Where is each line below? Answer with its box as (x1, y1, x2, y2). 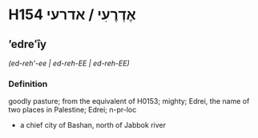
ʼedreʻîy (8, 37, 47, 51)
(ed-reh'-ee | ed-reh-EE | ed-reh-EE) (8, 58, 130, 68)
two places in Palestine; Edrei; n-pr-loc (8, 105, 137, 115)
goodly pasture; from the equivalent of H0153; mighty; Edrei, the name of (8, 97, 250, 106)
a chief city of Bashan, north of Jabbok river (19, 120, 167, 130)
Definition (8, 78, 48, 89)
